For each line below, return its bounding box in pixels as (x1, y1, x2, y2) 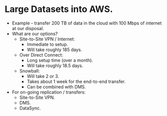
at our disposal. (11, 25, 44, 31)
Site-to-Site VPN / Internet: (19, 36, 75, 42)
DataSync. (19, 105, 41, 111)
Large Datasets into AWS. (4, 3, 113, 15)
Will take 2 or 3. (26, 73, 59, 79)
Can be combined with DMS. (26, 83, 86, 89)
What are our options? (11, 30, 58, 36)
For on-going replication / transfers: (11, 89, 86, 95)
